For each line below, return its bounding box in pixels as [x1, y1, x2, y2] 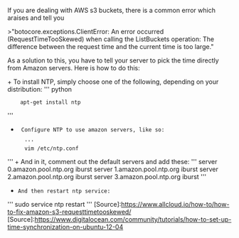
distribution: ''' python [7, 85, 73, 93]
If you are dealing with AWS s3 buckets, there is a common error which [7, 6, 216, 14]
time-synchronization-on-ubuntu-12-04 [7, 223, 124, 231]
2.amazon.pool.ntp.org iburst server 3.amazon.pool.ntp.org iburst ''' [7, 173, 207, 180]
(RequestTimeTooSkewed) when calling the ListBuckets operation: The [7, 35, 215, 43]
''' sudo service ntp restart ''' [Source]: [7, 200, 122, 208]
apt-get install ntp [20, 99, 81, 106]
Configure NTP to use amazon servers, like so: [21, 126, 165, 134]
